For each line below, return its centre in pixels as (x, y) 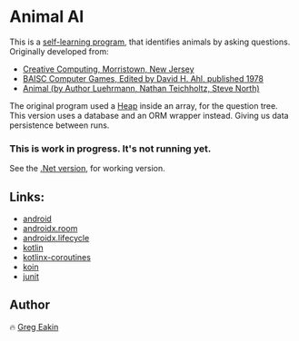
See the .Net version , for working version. (87, 169)
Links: (27, 197)
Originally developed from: (59, 51)
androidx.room (50, 229)
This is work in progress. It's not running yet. (110, 149)
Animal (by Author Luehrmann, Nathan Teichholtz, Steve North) (141, 88)
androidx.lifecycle (56, 239)
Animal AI (47, 17)
